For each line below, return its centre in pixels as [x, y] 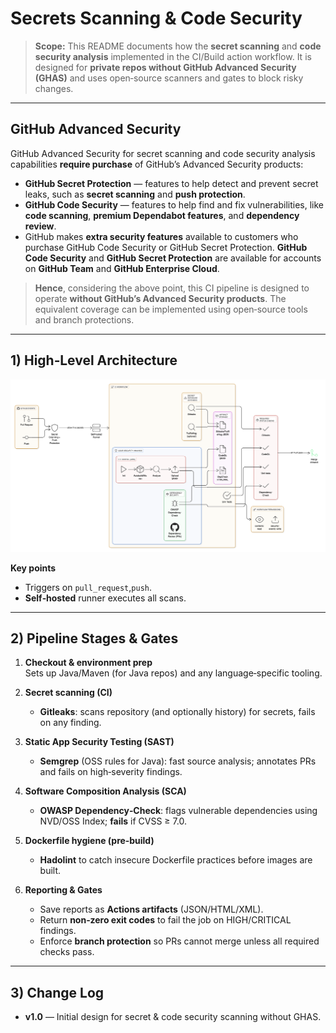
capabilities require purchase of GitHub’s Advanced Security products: [157, 164]
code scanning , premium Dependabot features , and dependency [162, 215]
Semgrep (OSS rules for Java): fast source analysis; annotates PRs [178, 761]
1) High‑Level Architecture [94, 360]
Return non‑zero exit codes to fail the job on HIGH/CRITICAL [165, 920]
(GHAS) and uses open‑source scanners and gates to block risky [169, 78]
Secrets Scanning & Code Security [156, 18]
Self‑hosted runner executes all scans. [105, 598]
